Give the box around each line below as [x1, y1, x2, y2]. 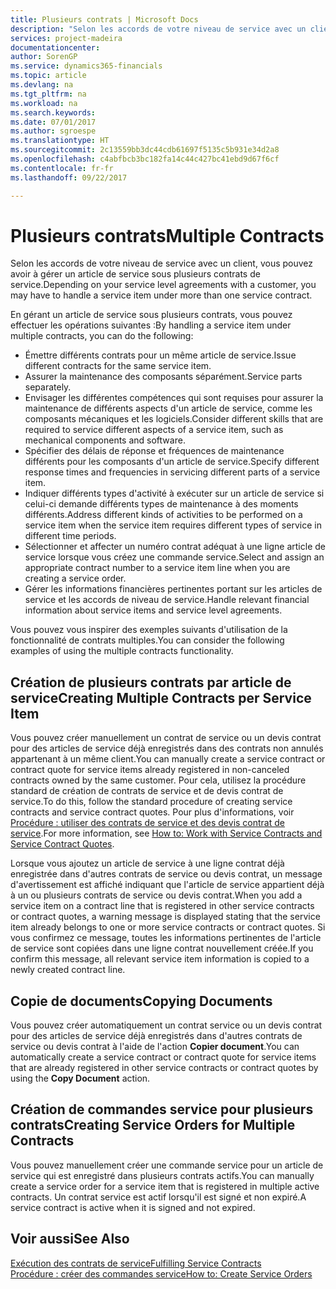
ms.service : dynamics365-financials [10, 61, 163, 71]
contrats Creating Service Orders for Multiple [10, 1117, 296, 1134]
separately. [24, 381, 72, 393]
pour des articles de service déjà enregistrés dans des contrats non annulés [10, 742, 324, 755]
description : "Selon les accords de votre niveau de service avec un [10, 24, 307, 34]
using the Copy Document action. [10, 1072, 151, 1085]
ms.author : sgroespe [10, 126, 97, 136]
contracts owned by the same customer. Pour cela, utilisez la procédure [10, 774, 307, 786]
